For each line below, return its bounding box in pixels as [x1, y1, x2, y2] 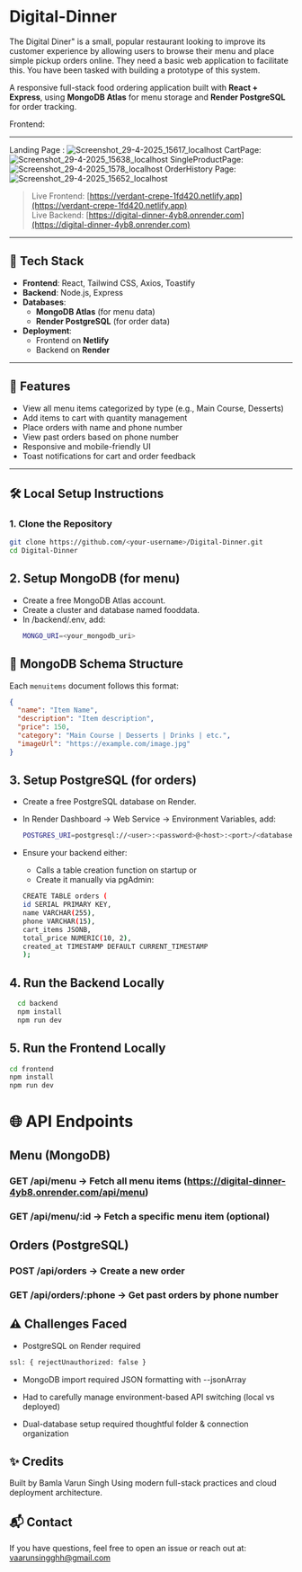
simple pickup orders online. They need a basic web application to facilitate [9, 55, 289, 66]
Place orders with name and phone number [22, 422, 183, 432]
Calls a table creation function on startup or [35, 865, 198, 875]
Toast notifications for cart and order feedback [22, 450, 196, 461]
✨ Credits [9, 1453, 65, 1469]
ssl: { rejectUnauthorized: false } [9, 1357, 147, 1367]
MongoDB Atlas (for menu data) [35, 306, 155, 316]
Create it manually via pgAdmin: [35, 875, 155, 885]
